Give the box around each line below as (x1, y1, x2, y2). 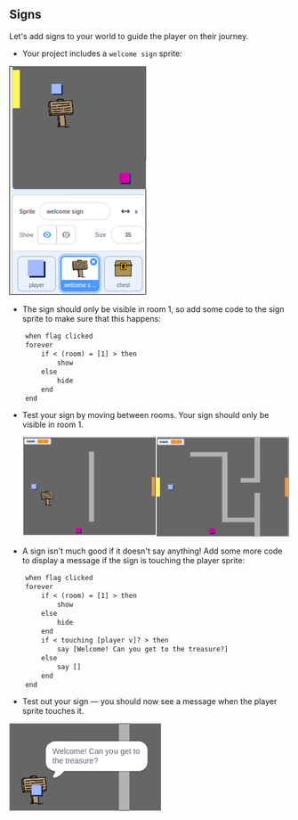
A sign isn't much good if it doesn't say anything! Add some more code (21, 545, 283, 556)
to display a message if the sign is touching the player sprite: (21, 555, 246, 566)
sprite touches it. (21, 706, 85, 717)
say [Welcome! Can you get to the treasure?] (56, 645, 229, 654)
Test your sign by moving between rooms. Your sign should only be (21, 409, 270, 420)
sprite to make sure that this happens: (21, 313, 162, 324)
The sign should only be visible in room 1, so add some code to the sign (21, 303, 285, 315)
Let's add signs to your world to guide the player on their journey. (9, 30, 249, 41)
